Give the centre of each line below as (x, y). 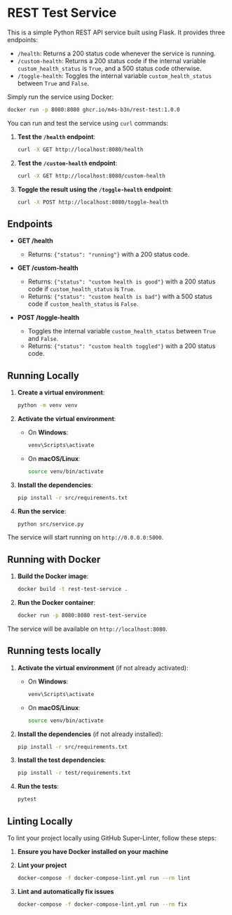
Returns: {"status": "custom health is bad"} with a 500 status (120, 297)
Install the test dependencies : (62, 760)
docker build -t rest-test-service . (73, 589)
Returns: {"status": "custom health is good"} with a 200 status (122, 281)
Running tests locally (54, 651)
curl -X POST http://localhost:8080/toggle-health (93, 202)
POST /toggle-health (48, 318)
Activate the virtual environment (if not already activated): (103, 667)
